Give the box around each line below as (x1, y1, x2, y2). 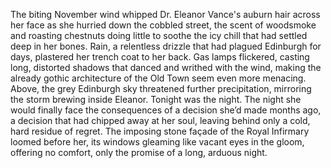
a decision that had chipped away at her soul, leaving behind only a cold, (10, 115, 311, 126)
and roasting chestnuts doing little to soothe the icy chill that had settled (10, 30, 308, 41)
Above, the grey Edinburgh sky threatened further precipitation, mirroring (10, 83, 312, 94)
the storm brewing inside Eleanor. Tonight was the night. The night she (10, 94, 302, 105)
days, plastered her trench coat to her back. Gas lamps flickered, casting (10, 51, 310, 63)
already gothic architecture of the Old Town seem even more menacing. (10, 72, 307, 84)
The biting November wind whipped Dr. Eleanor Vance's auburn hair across (10, 9, 321, 20)
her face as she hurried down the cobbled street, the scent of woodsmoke (10, 19, 317, 31)
